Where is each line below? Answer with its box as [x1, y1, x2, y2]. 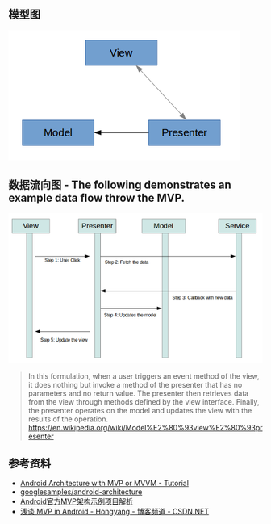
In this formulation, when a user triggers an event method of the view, [27, 371, 260, 381]
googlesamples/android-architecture [19, 487, 143, 497]
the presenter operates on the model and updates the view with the [27, 405, 252, 415]
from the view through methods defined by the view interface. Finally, [27, 396, 260, 406]
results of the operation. [27, 414, 109, 424]
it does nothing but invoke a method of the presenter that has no [27, 379, 243, 389]
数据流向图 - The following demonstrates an [8, 178, 231, 192]
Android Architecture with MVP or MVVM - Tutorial [19, 479, 190, 488]
